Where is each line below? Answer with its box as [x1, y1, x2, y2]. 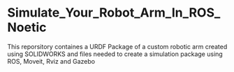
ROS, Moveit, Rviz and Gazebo [7, 57, 96, 65]
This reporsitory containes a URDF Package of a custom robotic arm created [7, 42, 228, 51]
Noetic [7, 19, 47, 35]
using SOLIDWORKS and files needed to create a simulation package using [7, 50, 224, 58]
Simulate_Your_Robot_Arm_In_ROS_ [7, 5, 221, 21]
